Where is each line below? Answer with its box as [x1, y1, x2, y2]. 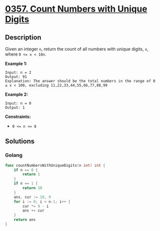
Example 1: [5, 61, 28, 66]
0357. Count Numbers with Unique [5, 3, 147, 15]
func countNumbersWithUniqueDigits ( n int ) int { [5, 163, 106, 168]
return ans [14, 217, 36, 222]
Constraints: [5, 114, 31, 119]
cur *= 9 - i [22, 204, 49, 209]
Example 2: [5, 92, 28, 97]
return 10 [22, 186, 42, 191]
